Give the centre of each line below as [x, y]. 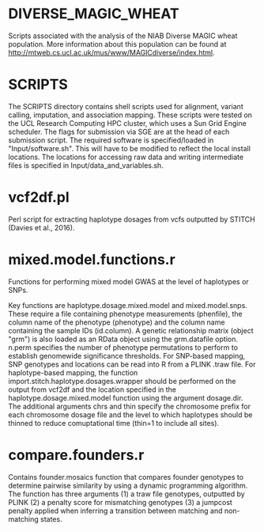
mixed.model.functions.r [92, 260]
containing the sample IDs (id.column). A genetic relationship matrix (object [131, 330]
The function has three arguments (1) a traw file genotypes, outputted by [126, 494]
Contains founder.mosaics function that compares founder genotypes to [126, 477]
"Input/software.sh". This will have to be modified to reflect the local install [130, 148]
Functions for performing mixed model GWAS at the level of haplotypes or [128, 281]
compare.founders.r [76, 455]
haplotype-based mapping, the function [73, 372]
